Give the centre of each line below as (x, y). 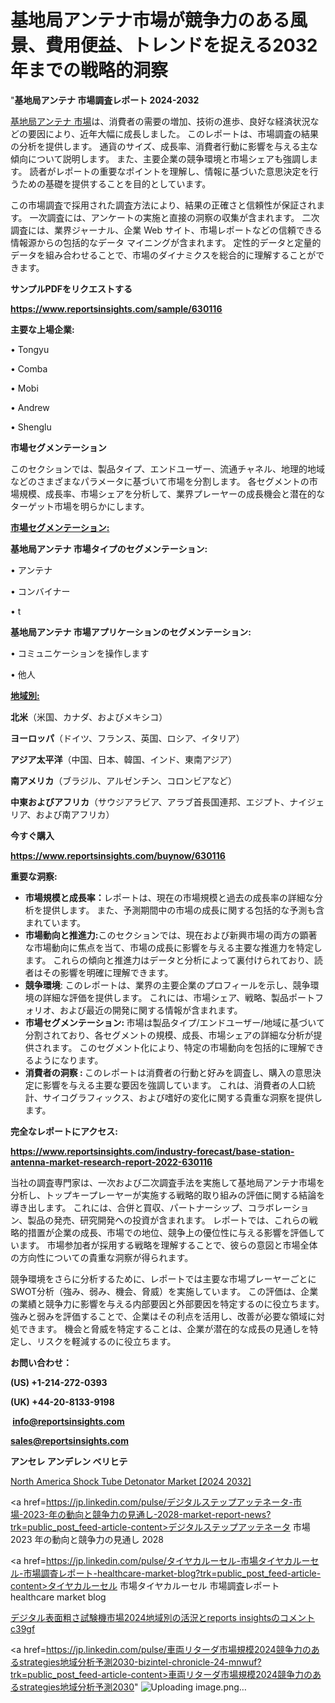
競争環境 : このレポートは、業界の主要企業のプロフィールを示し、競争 (167, 985)
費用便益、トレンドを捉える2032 (181, 45)
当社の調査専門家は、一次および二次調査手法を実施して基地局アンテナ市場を (168, 1182)
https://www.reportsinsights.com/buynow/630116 (118, 855)
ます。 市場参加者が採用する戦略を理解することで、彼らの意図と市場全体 (168, 1245)
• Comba (29, 368)
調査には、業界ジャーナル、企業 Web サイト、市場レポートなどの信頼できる (166, 230)
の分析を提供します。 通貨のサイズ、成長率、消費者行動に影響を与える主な (164, 146)
